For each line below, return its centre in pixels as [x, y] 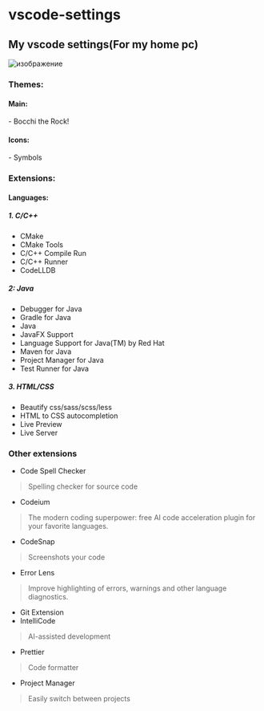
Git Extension [42, 612]
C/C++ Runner [44, 262]
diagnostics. [48, 597]
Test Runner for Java [54, 368]
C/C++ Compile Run [53, 253]
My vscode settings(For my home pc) [103, 45]
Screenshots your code [66, 557]
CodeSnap [37, 542]
